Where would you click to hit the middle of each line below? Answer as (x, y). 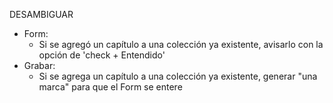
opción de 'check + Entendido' (102, 55)
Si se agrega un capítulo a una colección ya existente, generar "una (178, 76)
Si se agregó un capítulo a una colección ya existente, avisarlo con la (181, 44)
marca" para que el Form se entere (110, 87)
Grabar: (39, 65)
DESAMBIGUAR (41, 14)
